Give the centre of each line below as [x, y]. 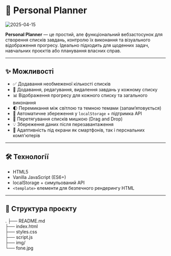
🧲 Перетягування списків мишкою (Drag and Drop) [68, 119]
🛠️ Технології [27, 157]
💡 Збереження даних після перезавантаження [63, 124]
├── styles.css [21, 232]
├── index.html [22, 226]
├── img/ [15, 243]
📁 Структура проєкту [41, 209]
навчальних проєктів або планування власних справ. [63, 50]
